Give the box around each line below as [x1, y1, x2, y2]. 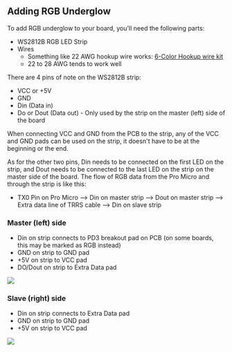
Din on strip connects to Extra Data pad [17, 309, 130, 318]
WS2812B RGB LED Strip [17, 37, 88, 46]
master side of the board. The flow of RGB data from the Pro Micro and [7, 172, 210, 181]
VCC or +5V [17, 86, 52, 94]
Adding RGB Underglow [7, 6, 111, 17]
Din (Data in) [17, 101, 53, 110]
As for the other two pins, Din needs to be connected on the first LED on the [7, 158, 224, 166]
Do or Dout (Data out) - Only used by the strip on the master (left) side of [17, 108, 226, 117]
